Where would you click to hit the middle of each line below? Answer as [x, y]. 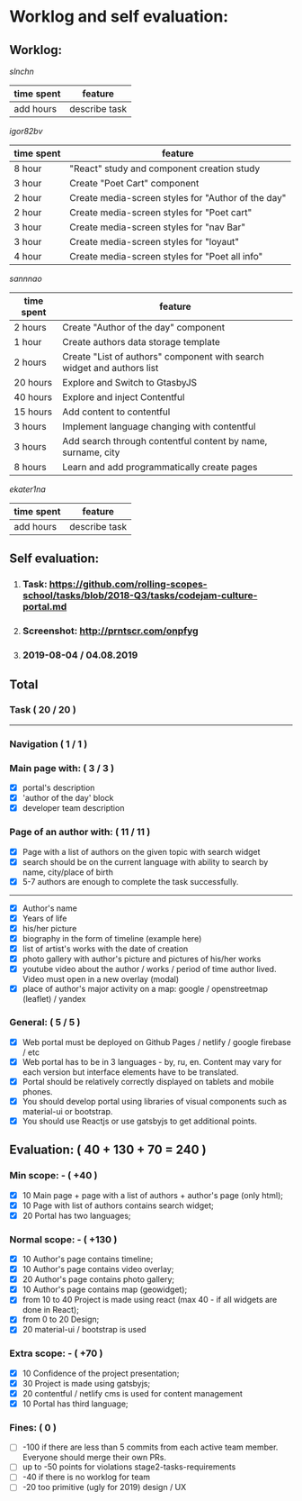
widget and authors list [111, 368]
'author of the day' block [68, 798]
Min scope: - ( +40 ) [53, 1176]
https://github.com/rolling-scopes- [128, 585]
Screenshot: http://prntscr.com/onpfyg [111, 631]
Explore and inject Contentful [124, 397]
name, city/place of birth [68, 872]
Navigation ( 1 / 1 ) [49, 743]
